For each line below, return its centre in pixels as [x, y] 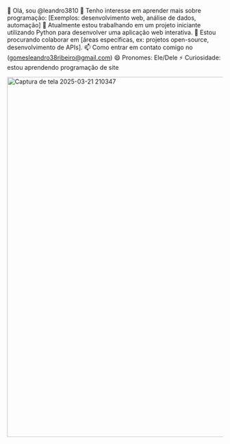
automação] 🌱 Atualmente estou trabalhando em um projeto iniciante [104, 25]
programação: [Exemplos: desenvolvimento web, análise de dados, [102, 18]
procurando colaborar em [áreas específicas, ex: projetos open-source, [108, 40]
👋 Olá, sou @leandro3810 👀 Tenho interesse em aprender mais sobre [104, 11]
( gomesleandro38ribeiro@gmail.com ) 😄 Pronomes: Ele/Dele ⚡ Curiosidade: [114, 57]
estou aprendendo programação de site [63, 67]
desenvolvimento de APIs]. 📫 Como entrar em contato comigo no [100, 47]
